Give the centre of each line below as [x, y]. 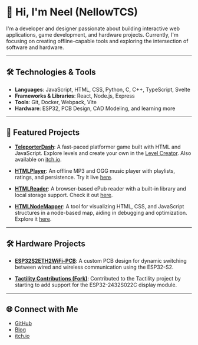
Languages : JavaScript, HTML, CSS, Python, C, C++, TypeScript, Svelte [102, 89]
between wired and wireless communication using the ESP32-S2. [94, 267]
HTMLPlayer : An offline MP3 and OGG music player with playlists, [95, 170]
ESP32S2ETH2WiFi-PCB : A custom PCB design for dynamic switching [100, 261]
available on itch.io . [38, 159]
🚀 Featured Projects [43, 133]
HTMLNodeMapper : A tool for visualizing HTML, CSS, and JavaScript [99, 206]
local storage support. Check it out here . [64, 195]
